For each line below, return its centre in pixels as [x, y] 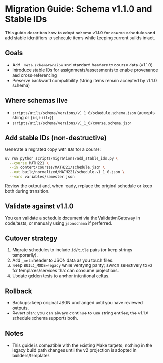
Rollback [18, 291]
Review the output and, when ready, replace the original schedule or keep [79, 186]
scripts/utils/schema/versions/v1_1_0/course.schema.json [72, 123]
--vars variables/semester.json [42, 176]
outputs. [20, 308]
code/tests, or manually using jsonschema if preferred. [59, 223]
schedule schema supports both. [45, 318]
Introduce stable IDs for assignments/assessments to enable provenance [85, 70]
